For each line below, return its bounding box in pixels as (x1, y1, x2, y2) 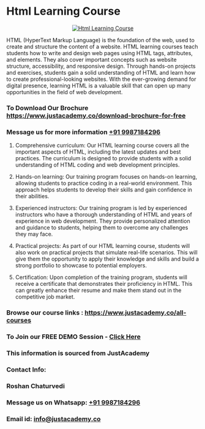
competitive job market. (15, 293, 75, 300)
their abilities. (15, 193, 50, 200)
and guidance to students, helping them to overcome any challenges (15, 224, 188, 231)
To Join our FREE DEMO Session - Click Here (6, 332, 141, 341)
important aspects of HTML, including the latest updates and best (15, 148, 181, 155)
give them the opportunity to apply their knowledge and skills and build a (15, 255, 199, 263)
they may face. (15, 231, 53, 238)
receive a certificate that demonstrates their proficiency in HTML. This (15, 280, 193, 288)
